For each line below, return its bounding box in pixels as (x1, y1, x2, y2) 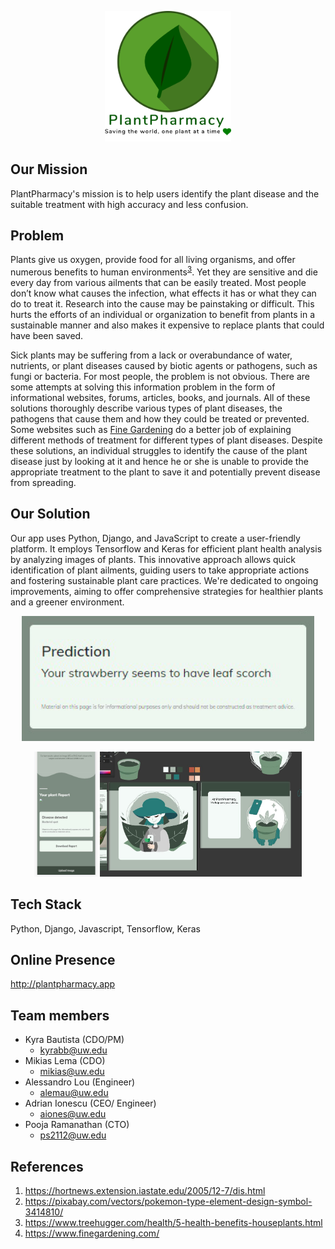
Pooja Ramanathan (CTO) (24, 1119, 130, 1131)
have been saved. (10, 330, 84, 341)
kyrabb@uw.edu (39, 1044, 108, 1056)
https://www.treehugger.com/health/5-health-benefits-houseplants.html (24, 1217, 323, 1229)
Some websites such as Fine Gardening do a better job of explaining (10, 424, 292, 435)
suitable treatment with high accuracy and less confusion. (10, 198, 249, 210)
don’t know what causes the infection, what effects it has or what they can (10, 287, 317, 299)
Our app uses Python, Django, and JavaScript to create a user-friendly (10, 532, 301, 544)
